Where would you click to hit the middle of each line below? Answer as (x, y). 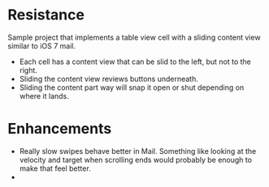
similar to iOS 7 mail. (42, 45)
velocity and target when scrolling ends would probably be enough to (136, 159)
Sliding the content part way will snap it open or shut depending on (132, 87)
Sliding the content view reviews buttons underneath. (108, 79)
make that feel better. (55, 168)
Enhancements (60, 129)
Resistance (46, 15)
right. (28, 70)
